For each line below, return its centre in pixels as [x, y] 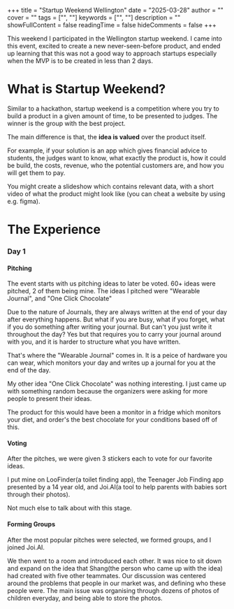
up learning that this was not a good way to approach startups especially [112, 53]
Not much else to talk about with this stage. [70, 508]
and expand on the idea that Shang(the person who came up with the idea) [115, 568]
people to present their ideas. [50, 399]
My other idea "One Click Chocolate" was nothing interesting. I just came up [117, 384]
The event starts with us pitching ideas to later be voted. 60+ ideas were [111, 283]
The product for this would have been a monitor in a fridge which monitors [114, 412]
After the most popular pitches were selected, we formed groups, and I [109, 540]
